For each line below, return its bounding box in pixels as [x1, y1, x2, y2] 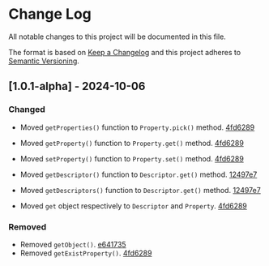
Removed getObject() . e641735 [19, 239, 127, 249]
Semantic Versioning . [8, 56, 79, 66]
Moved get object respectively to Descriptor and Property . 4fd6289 [19, 200, 247, 211]
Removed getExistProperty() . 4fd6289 [19, 248, 152, 258]
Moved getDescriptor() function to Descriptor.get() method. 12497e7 [19, 169, 258, 179]
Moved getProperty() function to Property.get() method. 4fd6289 [19, 138, 245, 148]
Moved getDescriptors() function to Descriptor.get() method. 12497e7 [19, 185, 261, 195]
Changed [8, 104, 46, 115]
